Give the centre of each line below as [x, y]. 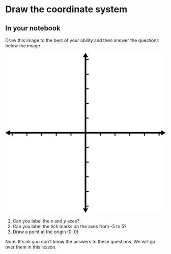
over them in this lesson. [31, 247]
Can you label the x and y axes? [46, 221]
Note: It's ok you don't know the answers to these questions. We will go [80, 242]
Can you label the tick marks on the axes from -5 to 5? [69, 226]
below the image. [23, 46]
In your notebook [33, 28]
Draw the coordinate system [66, 9]
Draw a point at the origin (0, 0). [46, 232]
